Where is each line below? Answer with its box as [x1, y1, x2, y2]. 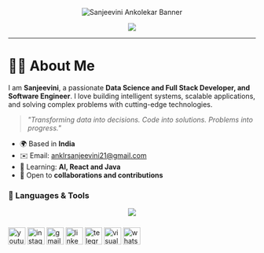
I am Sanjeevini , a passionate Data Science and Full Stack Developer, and [8, 82, 251, 92]
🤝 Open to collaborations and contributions [19, 170, 163, 180]
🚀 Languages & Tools [8, 189, 90, 200]
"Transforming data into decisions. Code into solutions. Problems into [27, 115, 254, 124]
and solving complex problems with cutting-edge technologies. [8, 99, 213, 109]
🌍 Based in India [19, 138, 75, 148]
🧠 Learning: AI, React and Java [19, 162, 121, 171]
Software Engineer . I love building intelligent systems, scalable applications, [8, 91, 255, 101]
